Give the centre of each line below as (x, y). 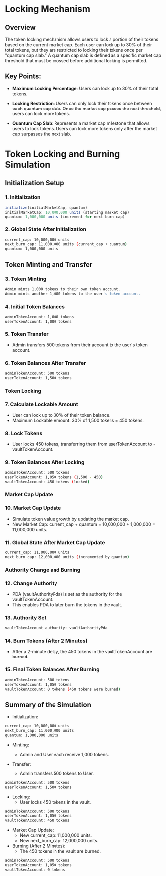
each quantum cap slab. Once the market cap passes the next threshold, (86, 109)
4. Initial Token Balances (35, 306)
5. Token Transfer (27, 334)
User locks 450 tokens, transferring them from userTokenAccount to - (84, 444)
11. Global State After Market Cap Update (55, 542)
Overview (21, 28)
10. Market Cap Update (33, 508)
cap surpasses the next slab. (42, 134)
